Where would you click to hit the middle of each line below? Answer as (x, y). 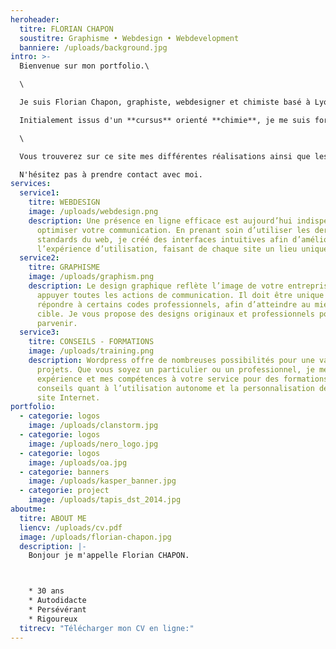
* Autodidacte (57, 601)
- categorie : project (64, 491)
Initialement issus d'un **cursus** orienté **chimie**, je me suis (165, 120)
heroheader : (35, 19)
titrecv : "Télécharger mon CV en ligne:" (107, 628)
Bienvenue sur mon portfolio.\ (84, 66)
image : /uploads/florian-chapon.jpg (95, 537)
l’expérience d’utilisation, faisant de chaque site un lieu (167, 249)
